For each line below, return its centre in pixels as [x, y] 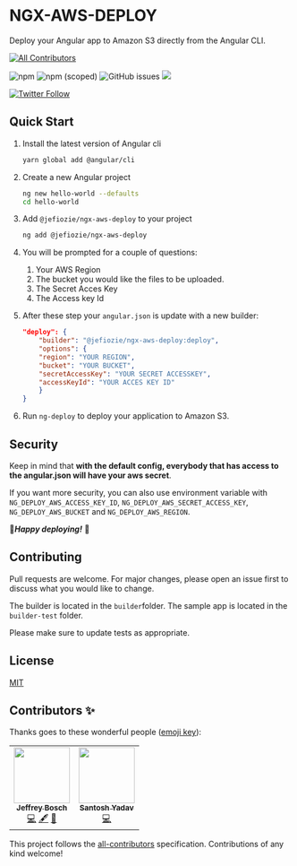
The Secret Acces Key [76, 289]
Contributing [46, 557]
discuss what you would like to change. [82, 588]
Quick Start [42, 122]
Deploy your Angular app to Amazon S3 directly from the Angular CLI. [138, 40]
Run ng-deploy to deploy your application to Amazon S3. [126, 416]
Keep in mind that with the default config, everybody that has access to [144, 465]
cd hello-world [51, 202]
